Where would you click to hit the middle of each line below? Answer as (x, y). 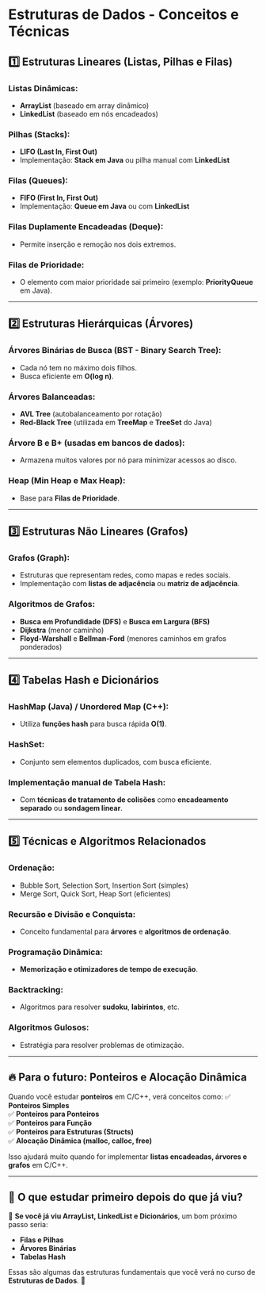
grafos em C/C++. (38, 1164)
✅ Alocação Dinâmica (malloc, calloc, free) (80, 1141)
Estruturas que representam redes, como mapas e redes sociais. (125, 575)
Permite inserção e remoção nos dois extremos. (98, 244)
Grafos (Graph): (39, 558)
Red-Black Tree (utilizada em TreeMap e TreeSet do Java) (116, 423)
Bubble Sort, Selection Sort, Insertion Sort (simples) (104, 885)
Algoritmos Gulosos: (49, 1027)
